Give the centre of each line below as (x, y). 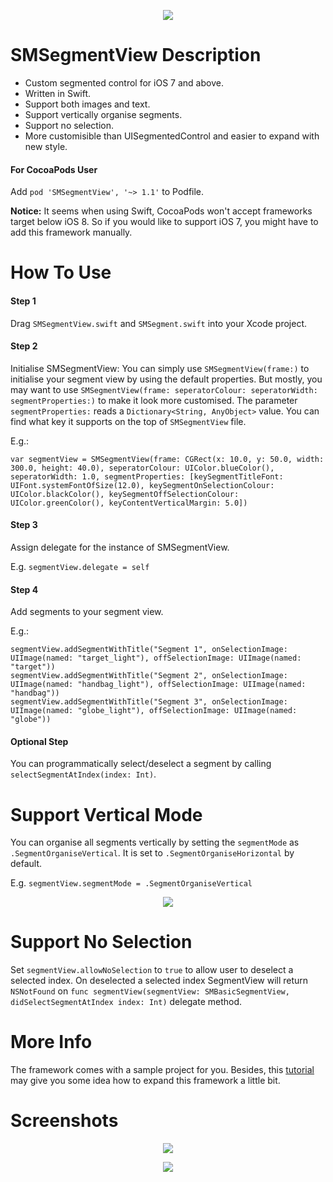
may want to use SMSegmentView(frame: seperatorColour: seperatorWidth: (164, 389)
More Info (51, 1042)
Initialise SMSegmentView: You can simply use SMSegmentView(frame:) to (160, 368)
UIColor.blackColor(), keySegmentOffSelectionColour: (125, 494)
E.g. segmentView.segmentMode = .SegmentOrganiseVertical (131, 883)
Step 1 (23, 301)
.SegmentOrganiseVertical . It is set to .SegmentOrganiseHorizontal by (152, 853)
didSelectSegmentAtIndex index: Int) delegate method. (126, 1002)
